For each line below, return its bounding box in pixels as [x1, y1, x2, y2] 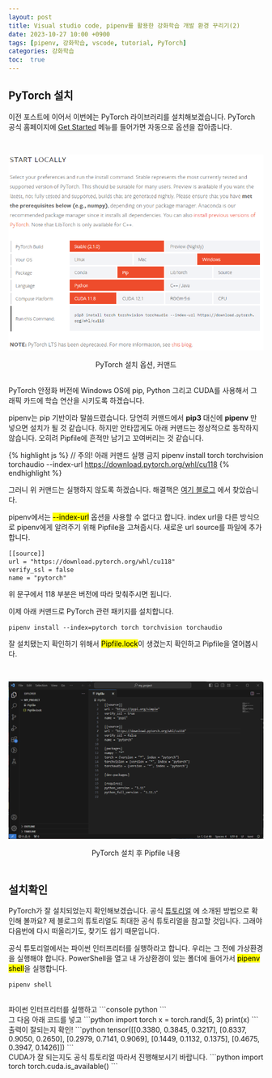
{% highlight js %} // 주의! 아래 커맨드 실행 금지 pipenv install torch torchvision [8, 450, 264, 460]
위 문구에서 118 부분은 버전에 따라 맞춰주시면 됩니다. [8, 588, 172, 599]
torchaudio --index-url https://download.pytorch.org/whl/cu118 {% [8, 459, 230, 469]
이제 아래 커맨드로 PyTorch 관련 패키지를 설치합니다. [8, 606, 174, 616]
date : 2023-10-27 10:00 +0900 [8, 30, 111, 38]
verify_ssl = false [8, 566, 74, 574]
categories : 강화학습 [8, 47, 74, 56]
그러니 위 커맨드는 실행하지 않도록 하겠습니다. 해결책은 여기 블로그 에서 [8, 485, 231, 494]
